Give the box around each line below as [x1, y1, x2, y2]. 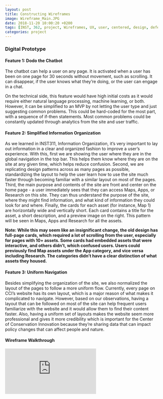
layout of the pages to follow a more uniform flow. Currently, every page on [5, 285, 155, 291]
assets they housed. [5, 258, 47, 264]
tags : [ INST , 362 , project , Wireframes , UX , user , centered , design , [5, 25, 149, 30]
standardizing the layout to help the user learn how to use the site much [5, 171, 149, 177]
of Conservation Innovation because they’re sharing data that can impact [5, 321, 151, 327]
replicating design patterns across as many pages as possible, [5, 167, 130, 172]
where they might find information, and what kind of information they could [5, 197, 155, 203]
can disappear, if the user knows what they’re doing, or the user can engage [5, 78, 158, 85]
